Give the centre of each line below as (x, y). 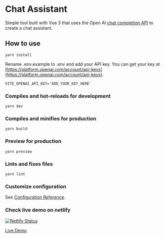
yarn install (19, 55)
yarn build (16, 129)
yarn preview (19, 152)
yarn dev (14, 106)
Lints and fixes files (29, 164)
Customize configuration (36, 186)
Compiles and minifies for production (51, 119)
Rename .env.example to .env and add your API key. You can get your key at (82, 64)
